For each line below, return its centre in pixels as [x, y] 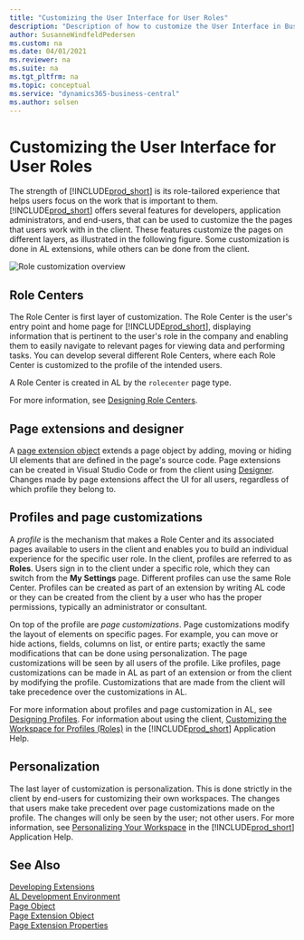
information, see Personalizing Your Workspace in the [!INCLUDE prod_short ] [152, 827]
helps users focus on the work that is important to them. [114, 201]
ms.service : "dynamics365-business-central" [95, 93]
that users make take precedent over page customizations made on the [142, 808]
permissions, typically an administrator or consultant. [109, 606]
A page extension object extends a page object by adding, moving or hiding [151, 451]
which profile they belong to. [63, 489]
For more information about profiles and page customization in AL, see [141, 709]
